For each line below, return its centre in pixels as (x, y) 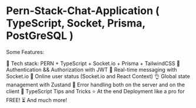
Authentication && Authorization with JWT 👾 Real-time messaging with (92, 69)
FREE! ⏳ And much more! (37, 100)
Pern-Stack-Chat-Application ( (83, 11)
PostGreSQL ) (40, 36)
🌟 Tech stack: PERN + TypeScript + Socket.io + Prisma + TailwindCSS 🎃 (93, 63)
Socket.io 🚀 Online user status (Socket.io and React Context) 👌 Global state (98, 76)
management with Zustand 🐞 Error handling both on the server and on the (96, 85)
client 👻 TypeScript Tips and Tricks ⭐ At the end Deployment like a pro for (95, 91)
